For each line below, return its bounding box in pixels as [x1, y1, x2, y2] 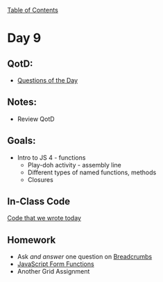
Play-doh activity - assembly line [27, 160, 121, 169]
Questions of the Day [17, 76, 78, 84]
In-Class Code [7, 196, 71, 208]
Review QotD [17, 115, 55, 123]
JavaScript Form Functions [17, 260, 95, 268]
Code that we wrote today [7, 214, 82, 222]
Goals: [7, 135, 36, 147]
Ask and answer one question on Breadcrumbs [17, 253, 153, 261]
